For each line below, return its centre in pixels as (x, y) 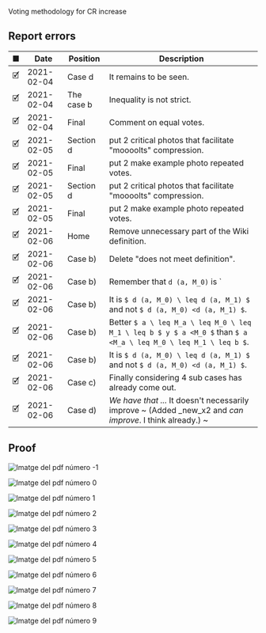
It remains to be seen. (149, 77)
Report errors (42, 36)
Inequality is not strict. (150, 100)
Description (181, 59)
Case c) (82, 382)
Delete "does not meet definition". (172, 259)
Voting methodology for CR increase (67, 11)
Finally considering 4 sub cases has (176, 377)
